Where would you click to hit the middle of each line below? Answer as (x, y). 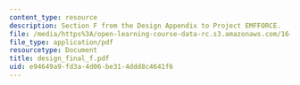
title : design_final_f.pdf (59, 58)
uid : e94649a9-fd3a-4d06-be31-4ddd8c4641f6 (92, 67)
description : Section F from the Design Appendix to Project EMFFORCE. (145, 26)
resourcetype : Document (54, 50)
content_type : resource (54, 17)
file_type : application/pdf (62, 42)
